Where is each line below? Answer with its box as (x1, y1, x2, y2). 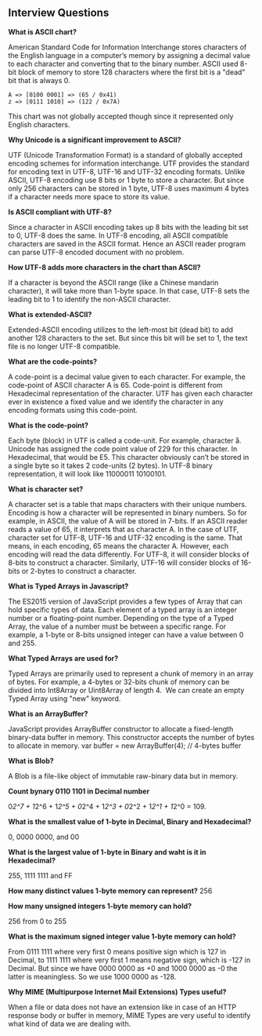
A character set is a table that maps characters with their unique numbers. (8, 499, 247, 509)
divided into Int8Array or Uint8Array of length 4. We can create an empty (8, 685, 245, 695)
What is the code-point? (8, 420, 88, 430)
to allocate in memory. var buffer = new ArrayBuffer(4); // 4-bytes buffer (8, 741, 242, 750)
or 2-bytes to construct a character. (21, 566, 137, 575)
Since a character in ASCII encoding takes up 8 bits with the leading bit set (8, 222, 249, 232)
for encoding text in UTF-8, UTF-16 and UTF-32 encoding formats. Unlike (8, 166, 246, 176)
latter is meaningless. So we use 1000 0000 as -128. (8, 972, 177, 981)
